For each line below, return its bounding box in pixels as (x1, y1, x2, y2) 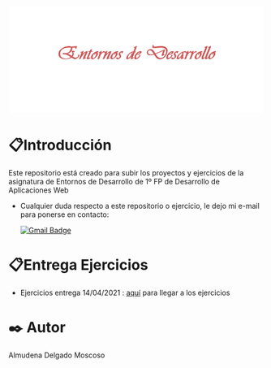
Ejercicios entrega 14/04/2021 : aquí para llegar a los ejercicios (19, 288, 230, 298)
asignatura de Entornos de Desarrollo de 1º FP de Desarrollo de (8, 177, 221, 187)
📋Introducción (8, 136, 112, 154)
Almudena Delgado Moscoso (8, 350, 105, 360)
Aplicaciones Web (8, 185, 69, 195)
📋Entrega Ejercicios (8, 255, 148, 274)
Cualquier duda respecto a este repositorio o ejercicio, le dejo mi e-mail (19, 201, 260, 211)
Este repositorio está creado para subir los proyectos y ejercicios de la (8, 168, 244, 178)
